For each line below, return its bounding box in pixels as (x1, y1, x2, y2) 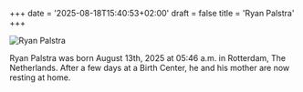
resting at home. (9, 72, 71, 83)
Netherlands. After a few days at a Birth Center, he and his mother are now (9, 63, 290, 73)
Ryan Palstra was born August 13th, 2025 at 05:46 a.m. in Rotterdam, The (9, 53, 286, 63)
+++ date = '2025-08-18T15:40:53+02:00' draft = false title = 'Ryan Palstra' (9, 8, 295, 18)
